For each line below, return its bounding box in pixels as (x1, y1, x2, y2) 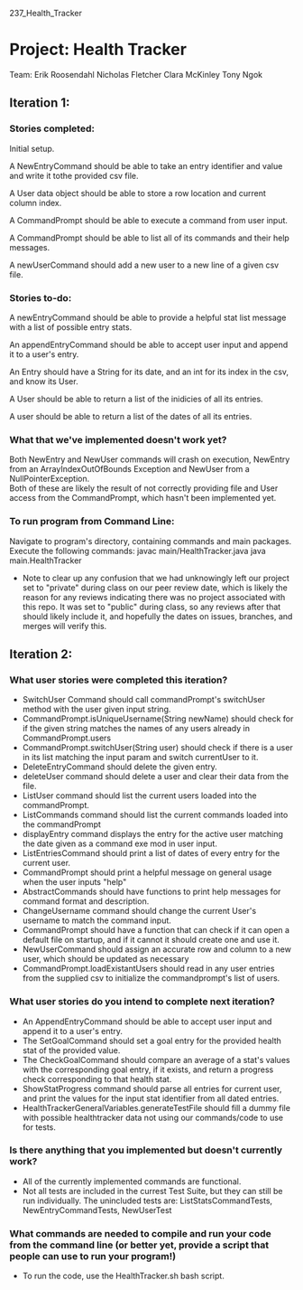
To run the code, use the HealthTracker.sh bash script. (22, 1270, 225, 1282)
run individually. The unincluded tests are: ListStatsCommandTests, (22, 1195, 273, 1206)
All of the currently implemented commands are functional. (22, 1175, 242, 1187)
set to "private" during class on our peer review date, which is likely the (22, 582, 289, 593)
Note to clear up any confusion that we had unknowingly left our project (22, 572, 290, 583)
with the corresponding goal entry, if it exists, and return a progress (22, 1064, 274, 1075)
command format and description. (22, 896, 150, 907)
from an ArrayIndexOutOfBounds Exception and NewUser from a (9, 464, 250, 475)
